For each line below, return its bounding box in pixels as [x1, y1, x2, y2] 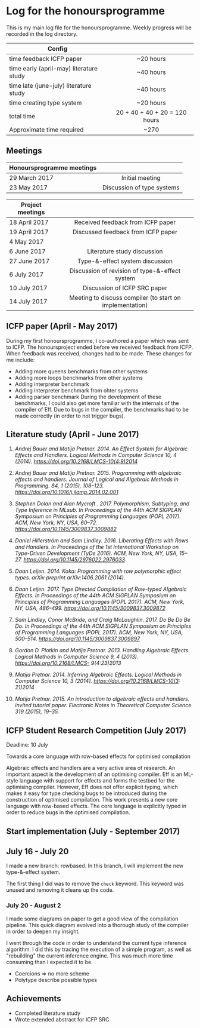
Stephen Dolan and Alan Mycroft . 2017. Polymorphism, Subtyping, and [14, 500, 190, 507]
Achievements [6, 993, 61, 1004]
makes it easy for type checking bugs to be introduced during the [6, 790, 167, 797]
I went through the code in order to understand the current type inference [6, 939, 187, 946]
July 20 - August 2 [6, 901, 61, 910]
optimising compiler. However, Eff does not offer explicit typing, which [6, 784, 179, 791]
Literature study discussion [87, 247, 163, 255]
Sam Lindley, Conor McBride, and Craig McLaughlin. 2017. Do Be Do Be [14, 616, 190, 624]
